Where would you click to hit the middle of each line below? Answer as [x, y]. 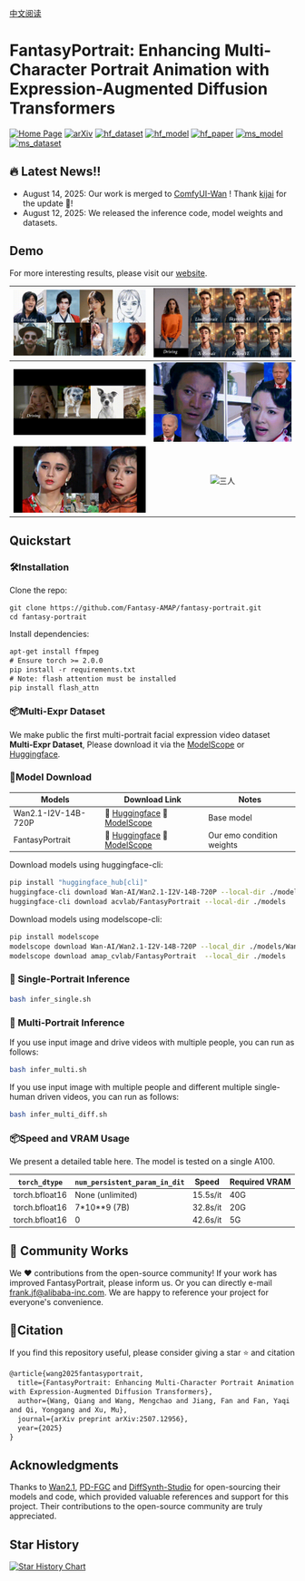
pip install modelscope [54, 937]
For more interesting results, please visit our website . [108, 273]
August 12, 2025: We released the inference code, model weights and [152, 212]
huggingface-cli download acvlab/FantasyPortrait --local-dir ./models [148, 902]
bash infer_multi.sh [49, 1070]
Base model [230, 818]
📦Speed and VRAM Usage [69, 1138]
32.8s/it [207, 1208]
